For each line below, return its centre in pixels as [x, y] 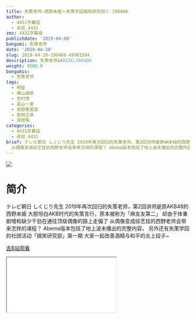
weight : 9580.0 [24, 66]
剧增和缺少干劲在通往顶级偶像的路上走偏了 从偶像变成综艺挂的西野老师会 [94, 221]
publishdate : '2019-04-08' [39, 39]
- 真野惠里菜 [25, 109]
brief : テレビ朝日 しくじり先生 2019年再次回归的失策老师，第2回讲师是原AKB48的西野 [98, 142]
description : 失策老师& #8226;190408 [49, 60]
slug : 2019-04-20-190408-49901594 [48, 55]
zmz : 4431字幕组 [24, 33]
